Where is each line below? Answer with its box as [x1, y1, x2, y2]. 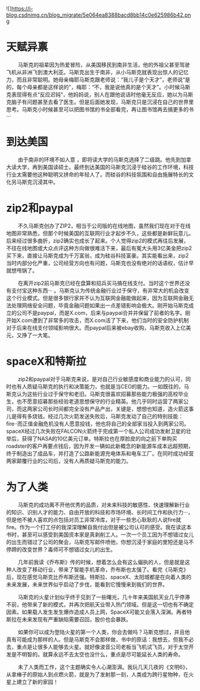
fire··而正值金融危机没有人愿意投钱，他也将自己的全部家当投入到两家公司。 [6, 420, 189, 427]
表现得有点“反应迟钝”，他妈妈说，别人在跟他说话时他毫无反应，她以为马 [11, 90, 189, 98]
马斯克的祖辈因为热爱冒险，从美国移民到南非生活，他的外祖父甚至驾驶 [17, 61, 190, 68]
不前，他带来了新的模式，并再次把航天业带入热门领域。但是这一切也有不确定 [6, 601, 194, 608]
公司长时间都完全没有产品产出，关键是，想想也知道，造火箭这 [37, 405, 189, 412]
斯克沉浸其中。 [21, 178, 58, 185]
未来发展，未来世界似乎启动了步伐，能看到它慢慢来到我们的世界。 [6, 580, 168, 588]
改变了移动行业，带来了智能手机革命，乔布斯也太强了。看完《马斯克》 [16, 565, 189, 573]
